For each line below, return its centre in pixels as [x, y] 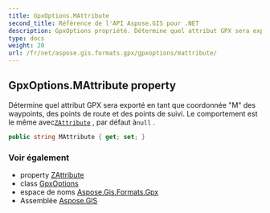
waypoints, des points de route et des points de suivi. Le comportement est [133, 113]
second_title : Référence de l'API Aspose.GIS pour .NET [104, 23]
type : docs [27, 38]
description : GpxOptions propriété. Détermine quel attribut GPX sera [129, 31]
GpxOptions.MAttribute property [92, 86]
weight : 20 [27, 46]
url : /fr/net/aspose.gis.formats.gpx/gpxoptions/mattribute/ [113, 53]
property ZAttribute [52, 174]
